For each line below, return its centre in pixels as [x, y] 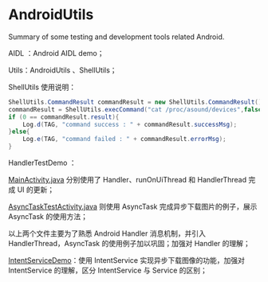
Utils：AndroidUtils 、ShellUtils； [63, 70]
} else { [19, 132]
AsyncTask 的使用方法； [48, 217]
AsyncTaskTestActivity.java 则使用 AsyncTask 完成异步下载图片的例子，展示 [133, 207]
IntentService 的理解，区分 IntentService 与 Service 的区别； [108, 270]
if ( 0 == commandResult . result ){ [64, 117]
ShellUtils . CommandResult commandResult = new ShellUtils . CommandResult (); [137, 102]
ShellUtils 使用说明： [42, 87]
